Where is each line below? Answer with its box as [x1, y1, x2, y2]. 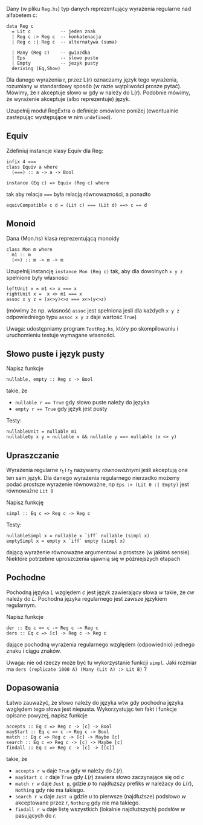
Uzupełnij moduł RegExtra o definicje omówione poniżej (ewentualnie [6, 107, 179, 114]
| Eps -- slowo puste [11, 55, 98, 61]
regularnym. [6, 601, 37, 609]
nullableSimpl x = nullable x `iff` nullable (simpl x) [6, 533, 150, 539]
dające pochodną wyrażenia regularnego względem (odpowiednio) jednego [6, 641, 195, 648]
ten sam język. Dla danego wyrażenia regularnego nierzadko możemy [6, 474, 180, 482]
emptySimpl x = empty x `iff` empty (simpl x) [6, 538, 126, 545]
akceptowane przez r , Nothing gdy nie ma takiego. [14, 799, 140, 806]
